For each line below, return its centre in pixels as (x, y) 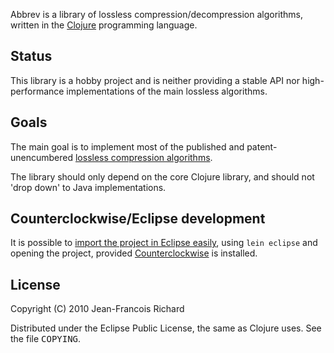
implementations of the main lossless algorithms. (167, 91)
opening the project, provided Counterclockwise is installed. (134, 253)
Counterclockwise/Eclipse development (138, 219)
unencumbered (42, 157)
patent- (262, 146)
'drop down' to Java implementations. (88, 187)
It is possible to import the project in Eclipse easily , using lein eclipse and (164, 243)
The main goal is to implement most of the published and (127, 146)
